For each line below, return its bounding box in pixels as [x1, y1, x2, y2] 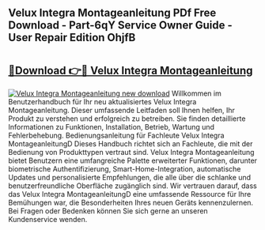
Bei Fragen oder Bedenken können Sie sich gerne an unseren [8, 206, 208, 216]
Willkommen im [171, 89, 221, 98]
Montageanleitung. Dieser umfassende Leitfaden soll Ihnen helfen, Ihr [8, 106, 236, 115]
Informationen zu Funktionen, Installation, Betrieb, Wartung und [8, 123, 215, 131]
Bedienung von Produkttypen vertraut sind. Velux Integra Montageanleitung [8, 148, 255, 156]
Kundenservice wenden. [8, 215, 88, 224]
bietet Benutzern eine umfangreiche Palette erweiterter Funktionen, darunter [8, 156, 258, 165]
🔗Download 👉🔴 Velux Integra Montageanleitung [8, 63, 253, 77]
